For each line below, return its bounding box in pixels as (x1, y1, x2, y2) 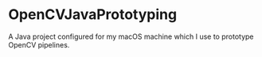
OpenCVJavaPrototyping (8, 6, 178, 24)
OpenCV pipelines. (8, 40, 70, 49)
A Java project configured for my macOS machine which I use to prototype (8, 32, 254, 41)
